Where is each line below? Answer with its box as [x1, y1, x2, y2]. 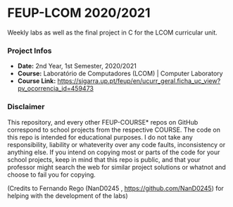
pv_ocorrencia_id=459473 [17, 84, 94, 93]
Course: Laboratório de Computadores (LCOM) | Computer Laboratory [17, 69, 223, 78]
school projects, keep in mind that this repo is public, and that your [7, 155, 201, 163]
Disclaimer [7, 102, 45, 112]
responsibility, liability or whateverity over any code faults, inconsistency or [7, 140, 226, 149]
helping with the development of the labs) [7, 192, 128, 200]
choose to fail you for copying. [7, 170, 96, 179]
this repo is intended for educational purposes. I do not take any [7, 132, 194, 142]
